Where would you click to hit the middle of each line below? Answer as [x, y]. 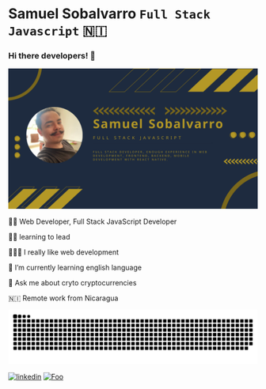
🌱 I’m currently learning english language [75, 267]
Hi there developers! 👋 [52, 56]
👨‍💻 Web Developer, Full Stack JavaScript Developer [93, 221]
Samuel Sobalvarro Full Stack [110, 14]
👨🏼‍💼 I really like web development [64, 252]
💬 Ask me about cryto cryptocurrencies [72, 282]
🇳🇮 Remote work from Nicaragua [63, 298]
